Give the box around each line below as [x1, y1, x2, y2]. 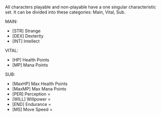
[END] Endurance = [12, 102, 52, 107]
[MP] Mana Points [12, 62, 48, 68]
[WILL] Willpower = [12, 96, 51, 102]
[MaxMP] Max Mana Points [12, 86, 67, 91]
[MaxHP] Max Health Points [12, 81, 68, 87]
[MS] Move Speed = [12, 106, 53, 112]
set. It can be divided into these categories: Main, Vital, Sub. [5, 9, 125, 15]
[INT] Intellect [12, 38, 40, 44]
